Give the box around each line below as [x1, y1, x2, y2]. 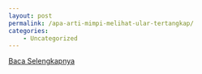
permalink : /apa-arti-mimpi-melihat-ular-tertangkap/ [8, 19, 195, 27]
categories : [8, 27, 49, 35]
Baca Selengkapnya [8, 56, 75, 66]
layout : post [8, 11, 53, 20]
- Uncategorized [23, 34, 79, 43]
